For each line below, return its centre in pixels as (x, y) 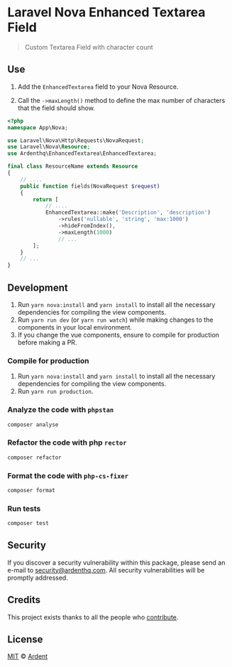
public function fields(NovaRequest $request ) (90, 186)
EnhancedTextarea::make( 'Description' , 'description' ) (128, 213)
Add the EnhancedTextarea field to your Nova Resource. (98, 87)
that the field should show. (56, 108)
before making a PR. (47, 342)
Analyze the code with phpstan (61, 410)
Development (38, 287)
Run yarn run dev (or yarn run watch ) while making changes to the (115, 320)
